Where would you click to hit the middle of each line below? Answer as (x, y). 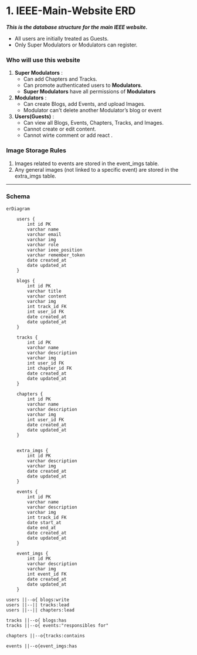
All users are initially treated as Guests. (62, 38)
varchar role (43, 245)
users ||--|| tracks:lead (38, 605)
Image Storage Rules (36, 151)
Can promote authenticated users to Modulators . (83, 85)
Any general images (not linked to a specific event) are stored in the (96, 169)
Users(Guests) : (34, 116)
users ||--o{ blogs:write (38, 600)
